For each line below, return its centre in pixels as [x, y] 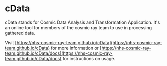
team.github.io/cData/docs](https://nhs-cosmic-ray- [59, 53]
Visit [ [11, 42]
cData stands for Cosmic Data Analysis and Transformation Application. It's [83, 22]
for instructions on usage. [89, 58]
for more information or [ [76, 48]
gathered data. [20, 33]
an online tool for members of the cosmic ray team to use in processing [79, 27]
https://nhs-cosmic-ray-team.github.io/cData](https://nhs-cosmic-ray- [89, 42]
